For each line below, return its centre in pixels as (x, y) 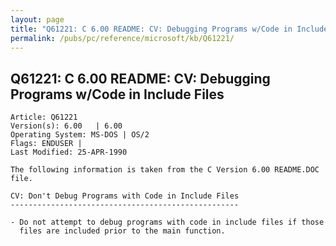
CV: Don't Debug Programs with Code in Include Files (125, 196)
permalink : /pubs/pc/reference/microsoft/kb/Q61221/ (122, 38)
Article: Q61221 (44, 117)
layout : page (37, 19)
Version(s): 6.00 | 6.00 (66, 126)
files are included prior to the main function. (122, 231)
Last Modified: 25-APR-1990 (69, 152)
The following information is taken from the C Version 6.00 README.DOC (165, 170)
